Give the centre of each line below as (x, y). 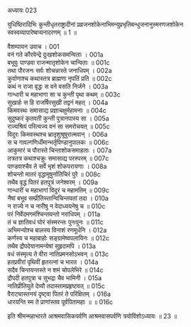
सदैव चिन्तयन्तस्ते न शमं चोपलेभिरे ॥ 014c (56, 270)
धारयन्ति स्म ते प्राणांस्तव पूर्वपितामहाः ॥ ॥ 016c (60, 302)
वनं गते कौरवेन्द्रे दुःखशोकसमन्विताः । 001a (55, 55)
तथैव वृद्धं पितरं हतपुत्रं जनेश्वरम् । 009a (53, 182)
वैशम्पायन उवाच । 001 (34, 46)
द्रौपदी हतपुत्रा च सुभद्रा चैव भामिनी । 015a (55, 278)
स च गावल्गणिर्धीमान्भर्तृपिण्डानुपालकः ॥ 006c (58, 142)
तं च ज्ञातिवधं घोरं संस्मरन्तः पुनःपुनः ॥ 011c (56, 222)
